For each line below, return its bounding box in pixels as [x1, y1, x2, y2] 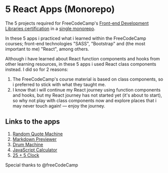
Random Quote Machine [12, 131, 63, 137]
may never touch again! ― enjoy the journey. [12, 103, 106, 109]
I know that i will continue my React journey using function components [12, 86, 161, 93]
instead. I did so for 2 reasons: [5, 66, 68, 72]
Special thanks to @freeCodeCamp [5, 162, 78, 168]
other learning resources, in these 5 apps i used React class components [5, 61, 156, 67]
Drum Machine [12, 141, 44, 147]
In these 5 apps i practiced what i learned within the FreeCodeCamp [5, 35, 146, 41]
